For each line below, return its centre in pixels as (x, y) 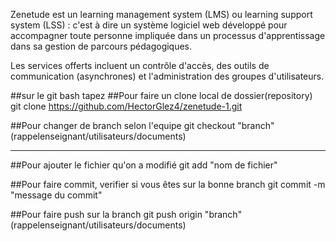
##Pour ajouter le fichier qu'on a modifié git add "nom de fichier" (144, 165)
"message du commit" (56, 195)
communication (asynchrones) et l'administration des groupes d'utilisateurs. (167, 76)
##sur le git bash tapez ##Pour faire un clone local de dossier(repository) (161, 95)
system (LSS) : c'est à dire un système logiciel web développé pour (149, 25)
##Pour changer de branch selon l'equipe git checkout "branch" (142, 125)
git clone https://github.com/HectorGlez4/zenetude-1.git (126, 106)
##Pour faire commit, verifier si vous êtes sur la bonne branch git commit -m (168, 184)
